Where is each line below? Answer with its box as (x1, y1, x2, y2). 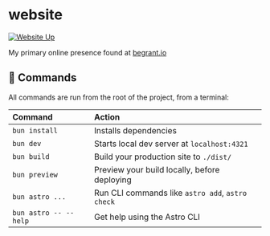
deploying (93, 174, 133, 185)
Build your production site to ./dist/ (93, 151, 231, 162)
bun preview (12, 170, 59, 179)
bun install (12, 126, 59, 135)
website (8, 6, 63, 24)
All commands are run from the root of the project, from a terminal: (8, 92, 229, 102)
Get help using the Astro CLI (93, 211, 201, 222)
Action (93, 111, 121, 122)
